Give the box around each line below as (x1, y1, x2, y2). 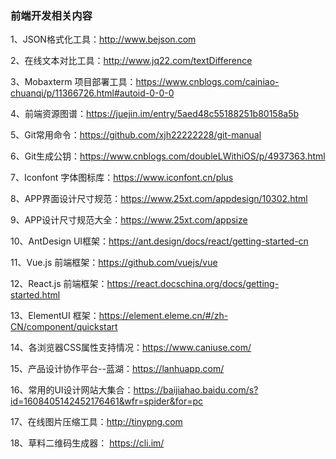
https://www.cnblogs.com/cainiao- (135, 76, 280, 88)
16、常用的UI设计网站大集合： (10, 384, 134, 396)
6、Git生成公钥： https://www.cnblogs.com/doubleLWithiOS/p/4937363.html (10, 150, 326, 162)
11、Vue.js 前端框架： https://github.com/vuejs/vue (10, 257, 218, 269)
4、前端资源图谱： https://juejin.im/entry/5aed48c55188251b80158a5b (10, 108, 300, 120)
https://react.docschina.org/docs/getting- (106, 278, 280, 290)
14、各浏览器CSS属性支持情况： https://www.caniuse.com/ (10, 342, 252, 354)
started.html (10, 289, 61, 301)
